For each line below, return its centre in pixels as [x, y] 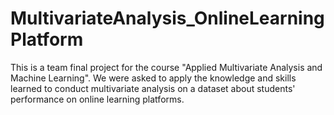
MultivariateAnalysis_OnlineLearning [167, 18]
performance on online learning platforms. [97, 99]
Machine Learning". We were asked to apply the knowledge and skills [153, 78]
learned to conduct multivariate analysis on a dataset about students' [153, 88]
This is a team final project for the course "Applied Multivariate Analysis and [166, 67]
